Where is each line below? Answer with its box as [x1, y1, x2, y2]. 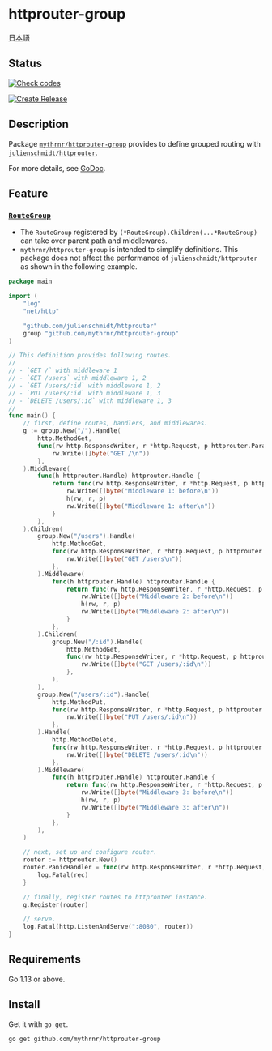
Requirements [8, 953, 81, 967]
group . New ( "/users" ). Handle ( [37, 532, 136, 540]
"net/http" [23, 307, 60, 315]
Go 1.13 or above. [8, 974, 66, 984]
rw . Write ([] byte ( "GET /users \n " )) [66, 555, 183, 563]
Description [8, 117, 69, 131]
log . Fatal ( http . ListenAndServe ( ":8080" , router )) [23, 923, 194, 931]
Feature [8, 186, 49, 200]
